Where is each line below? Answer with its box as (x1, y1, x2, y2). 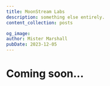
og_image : (6, 30, 31, 36)
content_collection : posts (6, 20, 73, 26)
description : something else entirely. (6, 14, 105, 20)
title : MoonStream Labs (6, 8, 65, 15)
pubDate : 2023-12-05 (6, 42, 58, 47)
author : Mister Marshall (6, 36, 68, 42)
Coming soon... (6, 67, 84, 81)
